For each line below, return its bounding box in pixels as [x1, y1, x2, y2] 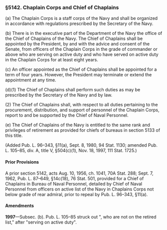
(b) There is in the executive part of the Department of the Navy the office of [5, 30, 163, 36]
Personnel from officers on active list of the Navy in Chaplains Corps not [5, 186, 154, 192]
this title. [5, 133, 23, 139]
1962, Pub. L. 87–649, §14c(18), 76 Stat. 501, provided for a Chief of [5, 175, 144, 181]
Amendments [5, 203, 34, 209]
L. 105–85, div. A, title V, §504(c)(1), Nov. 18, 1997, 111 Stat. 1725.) [5, 148, 137, 154]
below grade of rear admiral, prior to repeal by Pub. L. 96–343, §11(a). [5, 191, 148, 197]
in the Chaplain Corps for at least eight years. [5, 57, 98, 63]
